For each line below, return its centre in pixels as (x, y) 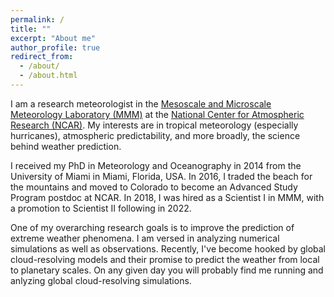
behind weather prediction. (66, 146)
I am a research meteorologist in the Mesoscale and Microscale (141, 103)
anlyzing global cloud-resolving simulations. (101, 280)
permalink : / (37, 19)
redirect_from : (42, 57)
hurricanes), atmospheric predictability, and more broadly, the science (155, 135)
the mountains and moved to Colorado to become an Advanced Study (154, 187)
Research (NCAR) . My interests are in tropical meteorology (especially (154, 125)
